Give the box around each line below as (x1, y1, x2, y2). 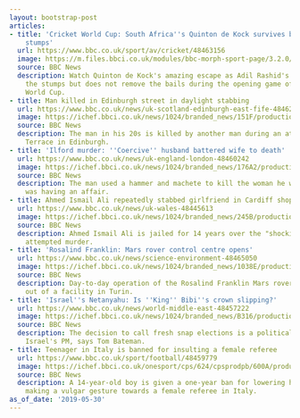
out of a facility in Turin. (25, 287, 134, 296)
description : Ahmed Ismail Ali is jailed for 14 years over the (17, 229, 262, 238)
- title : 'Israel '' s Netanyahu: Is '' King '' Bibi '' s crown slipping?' (9, 296, 278, 305)
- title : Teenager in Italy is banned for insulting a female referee (9, 345, 278, 354)
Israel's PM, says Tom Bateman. (25, 337, 146, 346)
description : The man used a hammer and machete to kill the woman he (17, 180, 286, 188)
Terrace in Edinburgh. (25, 138, 110, 146)
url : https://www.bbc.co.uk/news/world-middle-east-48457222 (17, 304, 250, 313)
